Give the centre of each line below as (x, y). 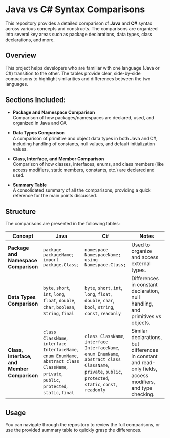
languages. (17, 84)
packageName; (58, 255)
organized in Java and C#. (40, 123)
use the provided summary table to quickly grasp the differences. (73, 430)
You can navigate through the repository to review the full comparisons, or (83, 425)
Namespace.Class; (105, 265)
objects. (141, 323)
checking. (143, 394)
